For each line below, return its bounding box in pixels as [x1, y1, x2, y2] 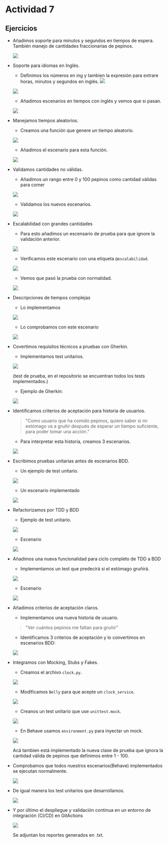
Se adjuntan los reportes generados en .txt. [12, 832, 104, 838]
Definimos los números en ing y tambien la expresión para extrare [20, 73, 159, 78]
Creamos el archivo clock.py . [20, 669, 82, 675]
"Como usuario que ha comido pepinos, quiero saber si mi [25, 418, 148, 424]
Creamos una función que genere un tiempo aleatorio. [20, 127, 134, 134]
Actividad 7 [5, 4, 54, 15]
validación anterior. [20, 236, 61, 242]
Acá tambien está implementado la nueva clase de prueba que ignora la [12, 747, 163, 753]
